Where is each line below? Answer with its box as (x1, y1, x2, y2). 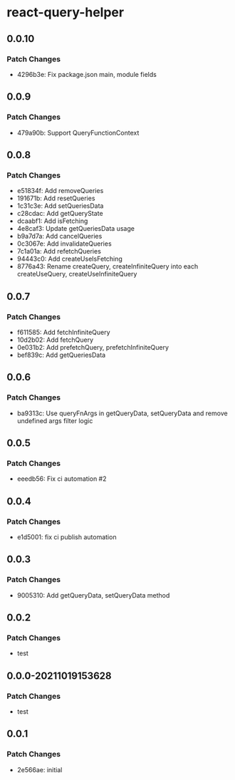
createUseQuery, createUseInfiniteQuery (16, 270, 137, 279)
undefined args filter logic (16, 416, 93, 425)
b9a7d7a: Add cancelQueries (16, 232, 103, 241)
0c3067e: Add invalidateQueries (16, 239, 112, 248)
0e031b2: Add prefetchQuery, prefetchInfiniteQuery (16, 343, 169, 351)
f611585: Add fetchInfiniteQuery (16, 328, 111, 336)
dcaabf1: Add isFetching (16, 217, 88, 225)
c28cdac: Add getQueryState (16, 209, 104, 218)
